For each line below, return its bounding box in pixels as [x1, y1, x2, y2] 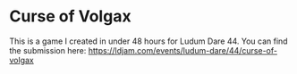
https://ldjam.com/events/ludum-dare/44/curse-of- [88, 45, 277, 55]
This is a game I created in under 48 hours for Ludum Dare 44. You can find [9, 36, 288, 46]
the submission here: [9, 45, 87, 55]
